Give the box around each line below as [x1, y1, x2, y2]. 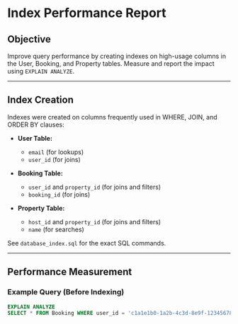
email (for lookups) [28, 147, 84, 156]
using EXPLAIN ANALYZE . [7, 67, 75, 75]
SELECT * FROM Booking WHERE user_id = [7, 310, 125, 317]
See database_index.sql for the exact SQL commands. [7, 238, 166, 247]
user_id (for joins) [28, 155, 81, 163]
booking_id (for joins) [28, 190, 91, 199]
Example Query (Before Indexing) [7, 287, 125, 297]
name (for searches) [28, 225, 85, 233]
